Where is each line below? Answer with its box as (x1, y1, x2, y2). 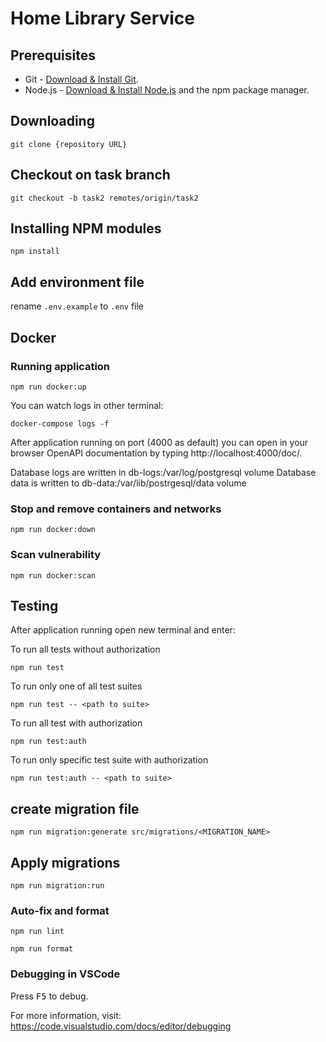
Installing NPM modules (10, 220, 162, 237)
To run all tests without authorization (10, 643, 161, 656)
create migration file (10, 800, 140, 817)
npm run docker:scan (10, 570, 97, 581)
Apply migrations (10, 854, 121, 871)
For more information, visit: (10, 1009, 122, 1021)
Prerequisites (10, 47, 96, 64)
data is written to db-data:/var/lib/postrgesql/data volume (10, 477, 247, 489)
